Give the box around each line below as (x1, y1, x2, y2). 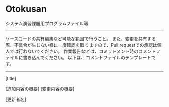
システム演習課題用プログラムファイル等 (5, 20, 89, 26)
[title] (5, 75, 17, 81)
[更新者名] (5, 96, 27, 102)
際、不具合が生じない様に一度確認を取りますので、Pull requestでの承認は (5, 42, 157, 48)
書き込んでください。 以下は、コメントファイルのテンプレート (22, 54, 152, 60)
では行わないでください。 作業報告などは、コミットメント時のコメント (9, 48, 156, 54)
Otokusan (5, 3, 47, 15)
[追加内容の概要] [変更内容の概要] (5, 86, 75, 92)
